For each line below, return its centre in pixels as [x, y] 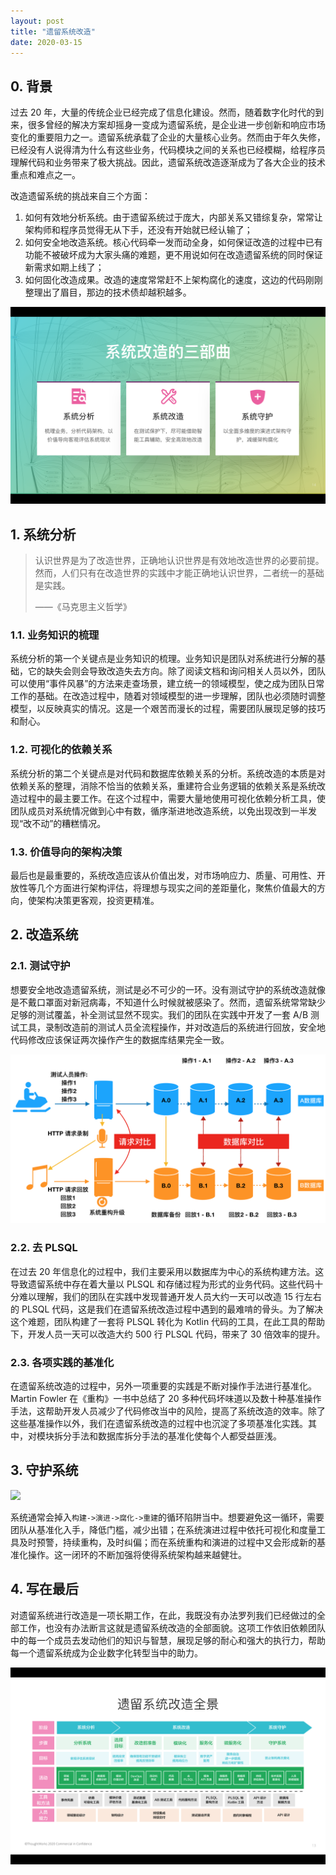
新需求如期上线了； [64, 267]
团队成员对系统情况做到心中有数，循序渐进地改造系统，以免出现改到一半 [159, 811]
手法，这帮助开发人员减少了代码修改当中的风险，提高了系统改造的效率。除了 [168, 1411]
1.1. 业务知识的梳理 [55, 635]
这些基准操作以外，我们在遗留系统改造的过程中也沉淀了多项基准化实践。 [159, 1423]
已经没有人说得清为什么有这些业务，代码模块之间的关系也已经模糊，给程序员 [168, 150]
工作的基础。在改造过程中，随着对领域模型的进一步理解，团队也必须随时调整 [168, 696]
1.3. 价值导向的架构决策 [66, 852]
